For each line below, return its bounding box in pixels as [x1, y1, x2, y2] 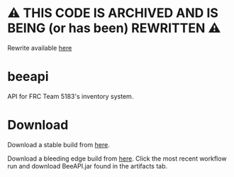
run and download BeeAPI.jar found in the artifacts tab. [7, 161, 168, 170]
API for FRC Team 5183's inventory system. [7, 92, 134, 100]
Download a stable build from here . [7, 140, 110, 149]
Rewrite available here [7, 43, 72, 52]
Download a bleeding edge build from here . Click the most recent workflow [7, 154, 227, 163]
